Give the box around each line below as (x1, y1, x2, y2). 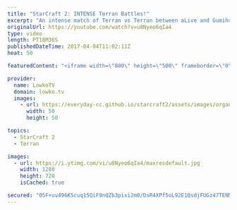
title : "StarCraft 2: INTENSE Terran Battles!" (7, 10, 150, 18)
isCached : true (20, 179, 65, 187)
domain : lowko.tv (13, 88, 65, 95)
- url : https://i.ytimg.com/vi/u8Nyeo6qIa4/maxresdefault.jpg (13, 159, 200, 166)
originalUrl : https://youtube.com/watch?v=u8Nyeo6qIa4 (7, 23, 172, 30)
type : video (7, 30, 42, 37)
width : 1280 (20, 166, 55, 173)
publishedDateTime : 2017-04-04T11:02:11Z (7, 43, 131, 50)
